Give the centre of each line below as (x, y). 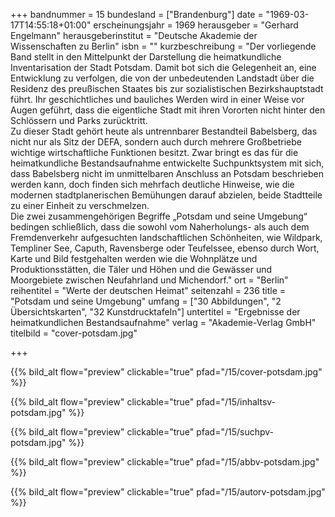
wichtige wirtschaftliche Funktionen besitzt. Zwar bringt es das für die (154, 152)
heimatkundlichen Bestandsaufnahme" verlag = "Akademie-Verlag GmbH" (163, 322)
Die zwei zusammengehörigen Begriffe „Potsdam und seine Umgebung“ (159, 216)
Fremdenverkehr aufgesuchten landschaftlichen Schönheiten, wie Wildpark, (166, 237)
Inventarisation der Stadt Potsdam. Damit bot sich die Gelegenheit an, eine (163, 67)
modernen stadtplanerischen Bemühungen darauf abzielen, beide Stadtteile (166, 195)
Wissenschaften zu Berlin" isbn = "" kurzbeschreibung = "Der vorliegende (163, 46)
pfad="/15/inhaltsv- (236, 402)
